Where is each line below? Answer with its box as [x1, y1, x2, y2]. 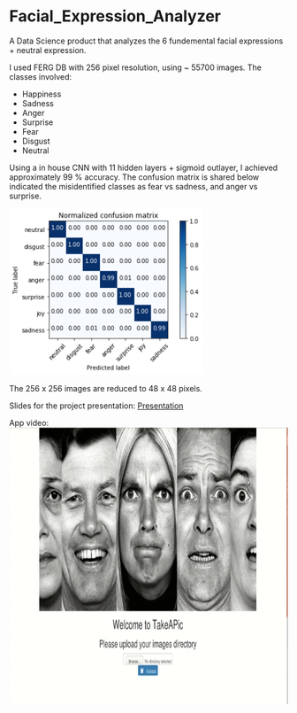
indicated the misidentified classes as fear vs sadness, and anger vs [9, 181, 258, 191]
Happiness [21, 89, 62, 99]
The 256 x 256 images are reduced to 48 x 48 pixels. [9, 383, 203, 393]
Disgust [21, 136, 50, 146]
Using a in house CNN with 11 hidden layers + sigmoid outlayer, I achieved [9, 162, 278, 173]
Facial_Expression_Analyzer [9, 6, 221, 27]
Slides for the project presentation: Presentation [9, 400, 184, 411]
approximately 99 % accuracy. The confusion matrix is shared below [9, 171, 260, 182]
